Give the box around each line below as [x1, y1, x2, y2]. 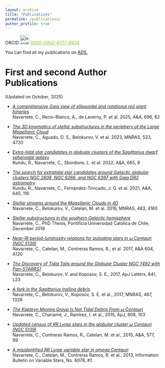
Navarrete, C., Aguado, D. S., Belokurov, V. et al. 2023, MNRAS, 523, [12, 134, 152, 140]
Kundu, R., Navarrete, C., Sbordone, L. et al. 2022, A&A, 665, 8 [12, 160, 140, 166]
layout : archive [5, 7, 39, 12]
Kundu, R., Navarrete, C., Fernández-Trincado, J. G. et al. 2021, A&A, [12, 185, 152, 191]
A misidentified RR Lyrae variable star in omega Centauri [12, 347, 129, 353]
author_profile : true [5, 21, 50, 26]
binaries [12, 109, 29, 115]
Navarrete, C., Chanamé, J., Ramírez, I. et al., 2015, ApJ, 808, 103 [12, 312, 146, 318]
